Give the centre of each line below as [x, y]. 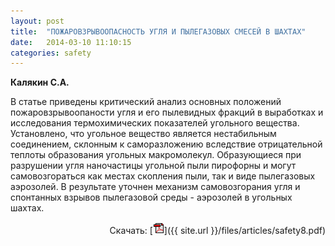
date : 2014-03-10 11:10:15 [71, 42]
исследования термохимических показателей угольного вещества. [155, 123]
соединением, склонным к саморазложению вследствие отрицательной [166, 144]
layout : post [37, 21]
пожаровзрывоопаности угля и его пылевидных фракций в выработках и [167, 112]
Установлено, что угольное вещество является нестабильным [143, 134]
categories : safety [51, 53]
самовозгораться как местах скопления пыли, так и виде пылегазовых [163, 176]
